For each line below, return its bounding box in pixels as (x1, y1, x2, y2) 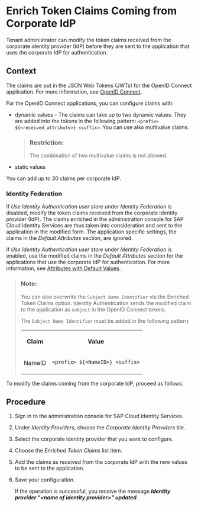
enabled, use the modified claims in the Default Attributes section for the (6, 252, 183, 259)
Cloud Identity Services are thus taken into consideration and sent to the (6, 222, 183, 229)
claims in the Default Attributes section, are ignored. (6, 235, 133, 242)
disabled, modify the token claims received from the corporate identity (6, 209, 178, 217)
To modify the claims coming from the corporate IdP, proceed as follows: (6, 380, 184, 387)
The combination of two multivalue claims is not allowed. (29, 152, 168, 159)
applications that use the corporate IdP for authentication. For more (6, 259, 170, 266)
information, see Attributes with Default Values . (6, 265, 121, 272)
